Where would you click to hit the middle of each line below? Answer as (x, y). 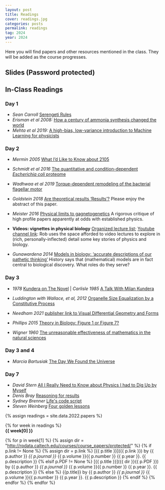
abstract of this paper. (35, 204)
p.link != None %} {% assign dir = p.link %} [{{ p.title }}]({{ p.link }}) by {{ (80, 451)
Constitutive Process (33, 303)
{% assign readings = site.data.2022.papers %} (54, 416)
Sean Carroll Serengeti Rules (42, 114)
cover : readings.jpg (27, 19)
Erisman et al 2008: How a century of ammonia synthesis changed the (84, 119)
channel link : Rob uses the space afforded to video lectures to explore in (86, 234)
